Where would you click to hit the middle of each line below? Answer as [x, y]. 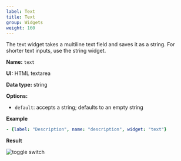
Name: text [21, 62]
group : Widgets [25, 22]
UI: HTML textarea [29, 73]
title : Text [21, 17]
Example [17, 119]
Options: [17, 96]
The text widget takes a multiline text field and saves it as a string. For [90, 44]
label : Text [21, 11]
